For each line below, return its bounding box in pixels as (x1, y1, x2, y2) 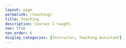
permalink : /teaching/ (5, 12, 52, 17)
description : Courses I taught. (5, 21, 72, 26)
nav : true (5, 26, 26, 31)
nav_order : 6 (5, 30, 32, 35)
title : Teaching (5, 16, 39, 21)
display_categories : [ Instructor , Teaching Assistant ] (5, 35, 122, 40)
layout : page (5, 7, 32, 12)
